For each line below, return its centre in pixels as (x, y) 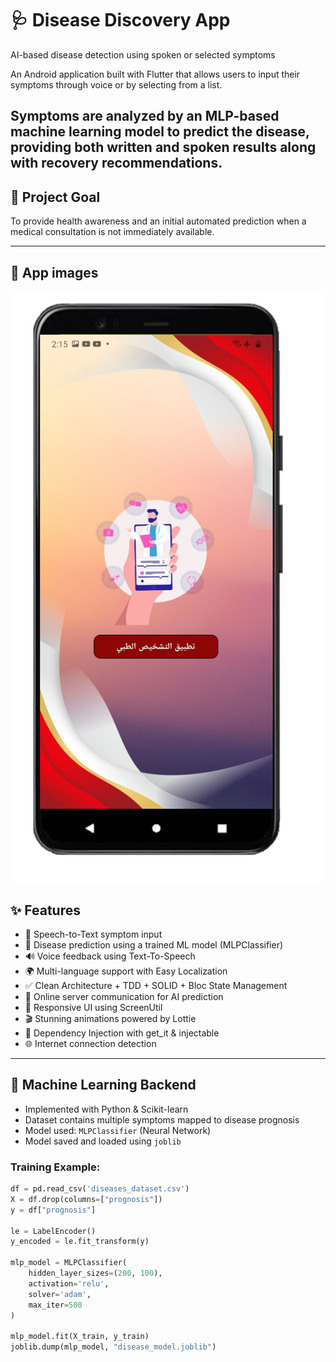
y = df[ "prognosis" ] (53, 1210)
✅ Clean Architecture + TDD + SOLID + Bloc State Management (156, 985)
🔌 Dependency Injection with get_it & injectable (122, 1033)
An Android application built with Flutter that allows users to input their (155, 74)
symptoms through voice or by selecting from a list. (116, 84)
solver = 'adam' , (60, 1294)
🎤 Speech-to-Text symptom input (93, 934)
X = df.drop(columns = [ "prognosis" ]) (86, 1199)
